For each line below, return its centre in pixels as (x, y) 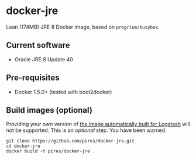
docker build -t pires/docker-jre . (51, 151)
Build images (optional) (49, 110)
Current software (38, 45)
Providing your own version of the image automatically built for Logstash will (98, 124)
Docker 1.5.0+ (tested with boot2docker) (63, 92)
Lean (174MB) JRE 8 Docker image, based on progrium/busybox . (83, 27)
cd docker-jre (23, 146)
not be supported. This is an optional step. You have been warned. (86, 130)
